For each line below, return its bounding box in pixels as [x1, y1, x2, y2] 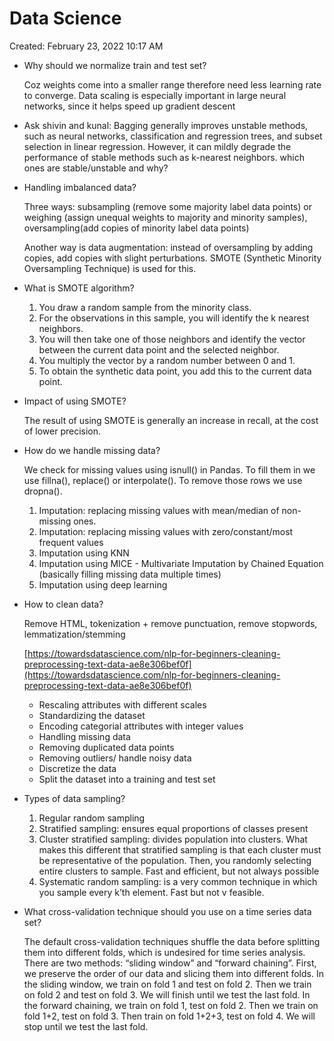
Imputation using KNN [38, 547, 130, 559]
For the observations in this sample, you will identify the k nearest [38, 312, 310, 324]
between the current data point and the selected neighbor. [38, 343, 280, 356]
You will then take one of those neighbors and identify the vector [38, 333, 306, 345]
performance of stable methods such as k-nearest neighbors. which [23, 151, 306, 163]
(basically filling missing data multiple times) [38, 568, 222, 580]
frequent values [38, 536, 104, 548]
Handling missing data [38, 730, 131, 742]
